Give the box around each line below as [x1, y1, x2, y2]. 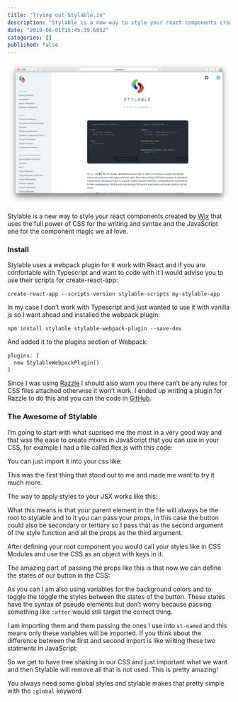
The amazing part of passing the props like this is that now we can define [7, 563, 222, 572]
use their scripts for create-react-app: [7, 276, 118, 284]
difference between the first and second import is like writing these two [7, 636, 216, 644]
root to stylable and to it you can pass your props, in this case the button [7, 513, 220, 522]
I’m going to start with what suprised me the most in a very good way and [7, 428, 222, 436]
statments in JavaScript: [7, 644, 78, 652]
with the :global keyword [7, 686, 82, 695]
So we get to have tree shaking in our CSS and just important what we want [7, 657, 228, 666]
